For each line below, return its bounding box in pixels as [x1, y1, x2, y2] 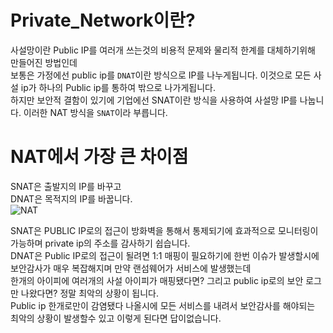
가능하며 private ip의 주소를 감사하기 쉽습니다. [10, 237, 191, 249]
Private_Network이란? [10, 9, 196, 32]
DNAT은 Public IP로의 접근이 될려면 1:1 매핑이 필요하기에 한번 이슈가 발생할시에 [10, 249, 320, 261]
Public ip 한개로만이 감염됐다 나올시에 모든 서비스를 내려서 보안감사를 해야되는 [10, 299, 316, 311]
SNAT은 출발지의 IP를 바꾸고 [10, 180, 122, 192]
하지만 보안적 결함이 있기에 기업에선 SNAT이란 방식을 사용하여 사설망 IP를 [10, 94, 298, 106]
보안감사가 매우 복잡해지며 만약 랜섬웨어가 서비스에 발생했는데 [10, 262, 252, 274]
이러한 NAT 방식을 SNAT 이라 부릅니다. [23, 106, 168, 118]
